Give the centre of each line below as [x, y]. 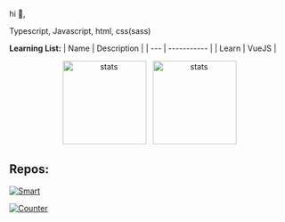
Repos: [29, 169]
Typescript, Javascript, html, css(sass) [80, 31]
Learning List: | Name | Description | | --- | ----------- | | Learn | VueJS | [143, 48]
